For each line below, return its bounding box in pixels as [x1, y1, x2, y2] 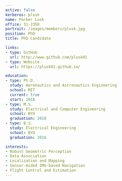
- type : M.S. [5, 101, 33, 107]
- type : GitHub [5, 49, 38, 55]
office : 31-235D [5, 21, 40, 27]
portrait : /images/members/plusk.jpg [5, 27, 85, 32]
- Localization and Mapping [5, 159, 65, 164]
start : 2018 [10, 97, 36, 102]
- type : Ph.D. [5, 78, 36, 83]
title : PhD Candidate [5, 36, 51, 41]
